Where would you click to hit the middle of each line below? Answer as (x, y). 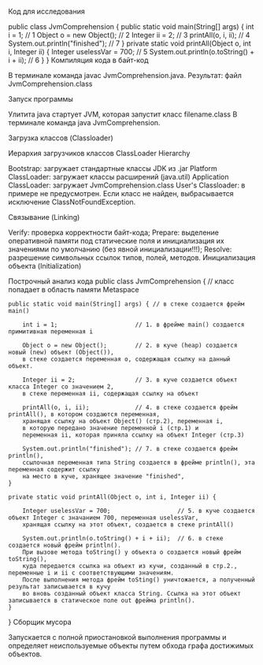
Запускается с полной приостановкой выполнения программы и (117, 637)
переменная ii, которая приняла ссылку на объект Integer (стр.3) (133, 435)
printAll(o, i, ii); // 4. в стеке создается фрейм (130, 407)
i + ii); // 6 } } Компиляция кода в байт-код (78, 60)
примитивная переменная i (50, 332)
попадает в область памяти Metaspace (74, 290)
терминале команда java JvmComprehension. (84, 123)
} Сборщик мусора (40, 622)
